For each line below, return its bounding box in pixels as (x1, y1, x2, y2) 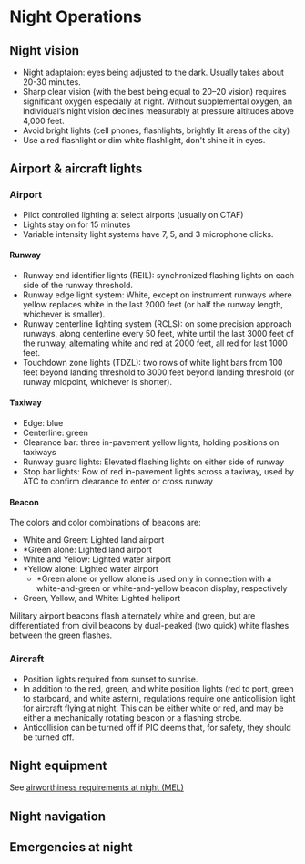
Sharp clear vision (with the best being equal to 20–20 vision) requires (22, 87, 287, 97)
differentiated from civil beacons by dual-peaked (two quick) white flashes (9, 620, 290, 631)
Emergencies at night (9, 839, 134, 855)
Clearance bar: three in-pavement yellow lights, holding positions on (22, 437, 280, 448)
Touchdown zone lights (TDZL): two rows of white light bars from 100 (22, 357, 283, 368)
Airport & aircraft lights (9, 161, 143, 177)
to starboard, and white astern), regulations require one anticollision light (22, 692, 296, 703)
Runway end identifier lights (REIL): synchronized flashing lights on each (22, 269, 295, 280)
